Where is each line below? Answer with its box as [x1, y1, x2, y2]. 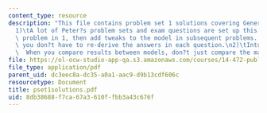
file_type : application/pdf [8, 64, 102, 72]
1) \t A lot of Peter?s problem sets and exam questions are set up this [15, 26, 258, 34]
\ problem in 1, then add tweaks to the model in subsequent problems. [15, 33, 258, 42]
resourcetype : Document [8, 78, 87, 86]
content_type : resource [8, 11, 87, 20]
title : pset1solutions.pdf [8, 85, 98, 94]
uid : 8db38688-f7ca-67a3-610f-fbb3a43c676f [8, 93, 155, 101]
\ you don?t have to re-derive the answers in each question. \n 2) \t [15, 41, 247, 49]
